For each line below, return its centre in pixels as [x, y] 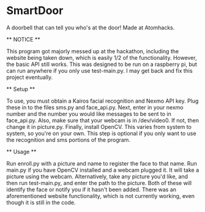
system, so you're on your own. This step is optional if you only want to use [102, 133]
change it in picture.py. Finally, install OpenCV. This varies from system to [99, 126]
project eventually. [30, 77]
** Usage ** [21, 152]
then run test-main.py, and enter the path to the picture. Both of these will [99, 183]
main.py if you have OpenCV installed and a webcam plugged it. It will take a [103, 170]
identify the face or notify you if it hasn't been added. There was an [91, 189]
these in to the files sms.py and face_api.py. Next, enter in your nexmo [95, 107]
